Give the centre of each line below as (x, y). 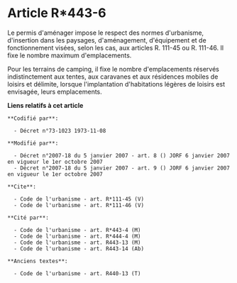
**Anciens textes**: (38, 261)
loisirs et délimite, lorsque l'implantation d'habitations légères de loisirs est (116, 84)
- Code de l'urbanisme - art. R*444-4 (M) (77, 236)
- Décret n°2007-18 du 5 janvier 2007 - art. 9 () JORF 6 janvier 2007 (122, 168)
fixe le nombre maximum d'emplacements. (70, 55)
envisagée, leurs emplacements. (55, 91)
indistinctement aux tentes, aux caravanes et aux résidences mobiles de (113, 77)
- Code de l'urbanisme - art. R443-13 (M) (77, 243)
